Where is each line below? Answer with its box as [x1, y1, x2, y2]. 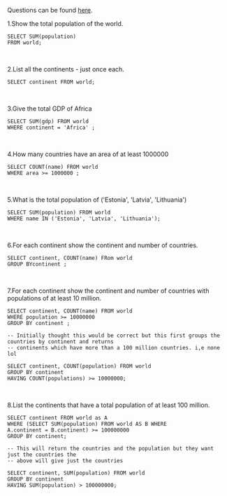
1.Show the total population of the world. [7, 20, 124, 27]
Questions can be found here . [7, 6, 93, 14]
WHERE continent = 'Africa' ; [7, 124, 96, 131]
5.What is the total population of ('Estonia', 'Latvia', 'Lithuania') [7, 195, 187, 204]
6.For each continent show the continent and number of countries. [7, 241, 198, 249]
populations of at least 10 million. [7, 294, 102, 302]
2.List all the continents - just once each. [7, 65, 124, 73]
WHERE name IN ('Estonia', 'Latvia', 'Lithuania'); [7, 215, 161, 222]
